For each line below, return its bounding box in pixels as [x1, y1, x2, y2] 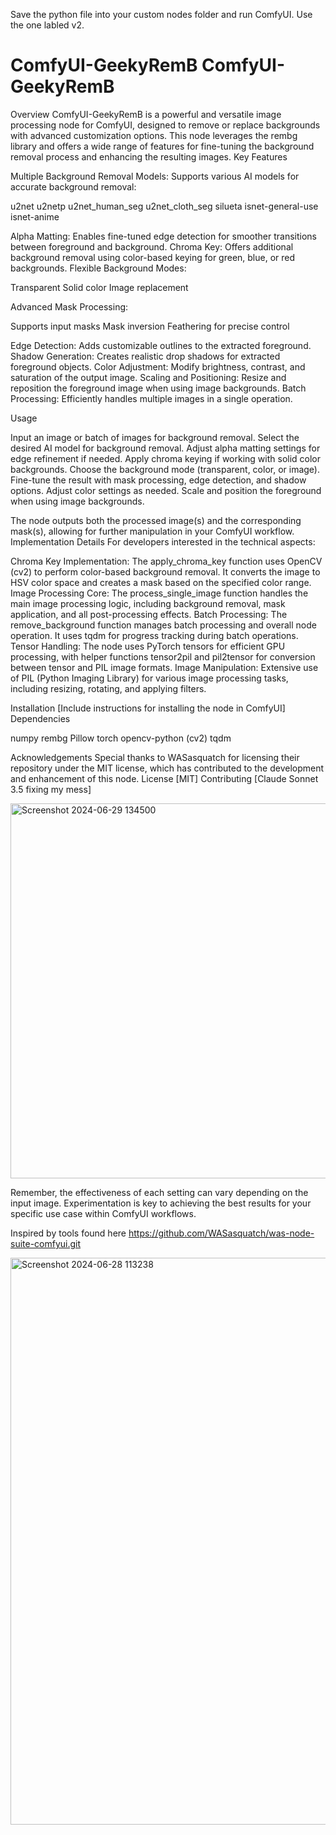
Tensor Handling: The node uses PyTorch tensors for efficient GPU [10, 640, 286, 652]
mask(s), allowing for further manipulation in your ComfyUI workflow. [10, 525, 295, 537]
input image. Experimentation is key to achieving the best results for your [10, 1197, 312, 1209]
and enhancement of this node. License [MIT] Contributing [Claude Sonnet [10, 772, 319, 784]
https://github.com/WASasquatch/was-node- [128, 1227, 315, 1239]
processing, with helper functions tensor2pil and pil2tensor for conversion [10, 650, 316, 663]
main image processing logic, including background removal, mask [10, 597, 286, 609]
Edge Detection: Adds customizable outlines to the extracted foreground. [10, 339, 312, 351]
